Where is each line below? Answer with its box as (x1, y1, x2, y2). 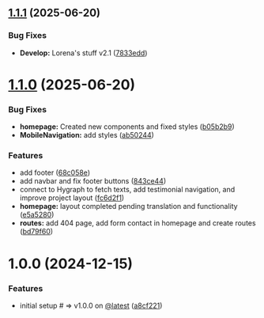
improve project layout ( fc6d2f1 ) (19, 193, 125, 203)
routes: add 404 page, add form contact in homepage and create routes (19, 218, 256, 228)
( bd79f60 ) (19, 227, 54, 237)
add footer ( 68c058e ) (19, 168, 91, 177)
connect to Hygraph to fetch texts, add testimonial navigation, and (19, 185, 236, 195)
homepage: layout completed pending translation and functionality (19, 202, 239, 211)
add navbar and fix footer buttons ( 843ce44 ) (19, 176, 167, 186)
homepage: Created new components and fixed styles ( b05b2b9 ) (19, 122, 235, 131)
